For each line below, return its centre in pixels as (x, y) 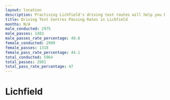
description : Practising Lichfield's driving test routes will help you (83, 15)
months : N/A (18, 24)
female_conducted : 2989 (30, 43)
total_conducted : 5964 (29, 57)
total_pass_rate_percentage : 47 (39, 66)
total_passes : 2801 (26, 62)
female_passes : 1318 (27, 48)
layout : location (24, 10)
